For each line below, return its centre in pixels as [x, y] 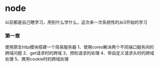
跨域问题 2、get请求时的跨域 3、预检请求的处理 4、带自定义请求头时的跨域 [80, 53]
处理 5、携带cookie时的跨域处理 [37, 59]
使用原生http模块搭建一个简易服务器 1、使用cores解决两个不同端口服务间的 [79, 47]
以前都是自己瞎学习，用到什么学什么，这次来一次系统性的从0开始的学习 [76, 22]
